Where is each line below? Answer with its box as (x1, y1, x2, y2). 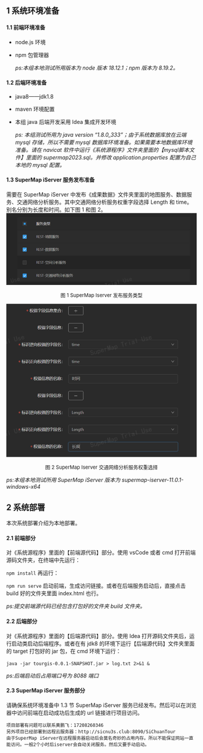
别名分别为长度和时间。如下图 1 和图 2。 (6, 206, 107, 213)
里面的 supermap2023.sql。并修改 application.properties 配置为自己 (25, 154, 196, 161)
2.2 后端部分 (6, 618, 37, 625)
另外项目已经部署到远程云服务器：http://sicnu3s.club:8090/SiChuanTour (6, 728, 176, 735)
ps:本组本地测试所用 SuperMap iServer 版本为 (6, 477, 121, 484)
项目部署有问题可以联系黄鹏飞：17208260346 (6, 722, 104, 728)
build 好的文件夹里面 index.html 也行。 (6, 590, 102, 597)
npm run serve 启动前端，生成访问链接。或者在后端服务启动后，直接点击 (6, 582, 186, 590)
